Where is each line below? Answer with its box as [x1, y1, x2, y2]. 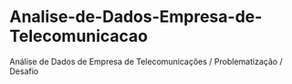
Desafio [9, 66, 39, 77]
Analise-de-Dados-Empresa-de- [9, 6, 263, 27]
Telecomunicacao [9, 26, 149, 47]
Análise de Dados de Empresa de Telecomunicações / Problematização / [9, 56, 283, 67]
